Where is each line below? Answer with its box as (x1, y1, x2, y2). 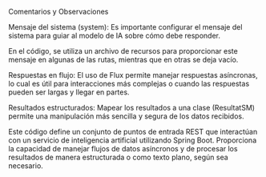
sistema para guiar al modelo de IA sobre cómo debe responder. (8, 31, 221, 40)
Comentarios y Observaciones (8, 7, 109, 16)
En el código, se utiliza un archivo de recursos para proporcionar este (8, 46, 238, 55)
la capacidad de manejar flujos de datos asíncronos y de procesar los (8, 144, 238, 153)
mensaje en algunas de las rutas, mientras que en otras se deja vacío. (8, 55, 239, 64)
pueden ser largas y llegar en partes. (8, 87, 130, 97)
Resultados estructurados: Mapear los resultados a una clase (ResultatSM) (8, 103, 255, 112)
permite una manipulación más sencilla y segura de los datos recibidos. (8, 111, 244, 121)
